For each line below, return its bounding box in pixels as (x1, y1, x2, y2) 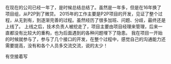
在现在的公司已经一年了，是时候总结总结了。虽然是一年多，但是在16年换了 (5, 5, 162, 10)
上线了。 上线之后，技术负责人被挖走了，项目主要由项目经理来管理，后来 (5, 23, 158, 29)
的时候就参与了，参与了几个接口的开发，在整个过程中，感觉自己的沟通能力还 (5, 36, 166, 42)
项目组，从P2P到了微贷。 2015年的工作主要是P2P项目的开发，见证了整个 (5, 11, 159, 17)
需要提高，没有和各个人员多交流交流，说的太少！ (5, 43, 108, 48)
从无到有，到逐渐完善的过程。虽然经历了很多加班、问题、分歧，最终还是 (14, 17, 166, 23)
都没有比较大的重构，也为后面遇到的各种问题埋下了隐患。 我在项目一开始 (9, 30, 163, 36)
